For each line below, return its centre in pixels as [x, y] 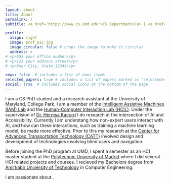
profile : [14, 33]
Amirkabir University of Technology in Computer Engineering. [69, 167]
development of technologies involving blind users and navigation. [74, 141]
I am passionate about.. [30, 177]
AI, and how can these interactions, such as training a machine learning [80, 125]
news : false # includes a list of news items [55, 75]
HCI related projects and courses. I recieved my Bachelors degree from [79, 162]
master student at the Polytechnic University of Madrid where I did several [83, 156]
